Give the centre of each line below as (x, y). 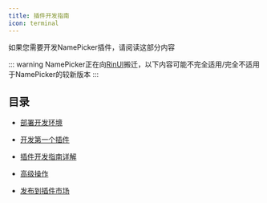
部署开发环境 (41, 123)
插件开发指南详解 (48, 156)
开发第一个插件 (44, 140)
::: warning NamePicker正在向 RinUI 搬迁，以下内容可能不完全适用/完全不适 (131, 64)
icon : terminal (34, 23)
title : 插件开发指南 (39, 16)
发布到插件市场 (44, 191)
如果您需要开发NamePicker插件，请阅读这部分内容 (91, 47)
